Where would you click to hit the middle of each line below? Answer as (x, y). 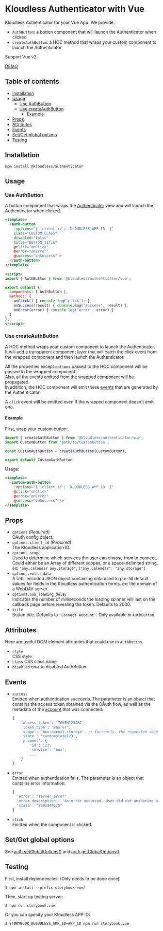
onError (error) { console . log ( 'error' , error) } (64, 310)
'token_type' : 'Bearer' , (46, 727)
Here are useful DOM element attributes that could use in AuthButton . (74, 642)
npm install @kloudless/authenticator (44, 166)
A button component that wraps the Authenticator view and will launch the (79, 206)
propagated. (17, 382)
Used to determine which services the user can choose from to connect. (85, 558)
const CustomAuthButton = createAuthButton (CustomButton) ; (66, 451)
